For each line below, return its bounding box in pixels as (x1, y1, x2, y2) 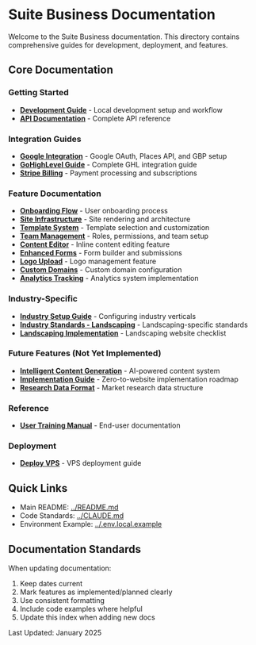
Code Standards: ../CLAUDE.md (19, 511, 124, 520)
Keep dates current (19, 579, 83, 589)
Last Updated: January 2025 (8, 628, 102, 638)
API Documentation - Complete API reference (19, 113, 171, 123)
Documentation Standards (8, 542, 141, 556)
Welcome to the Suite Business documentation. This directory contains (8, 32, 240, 41)
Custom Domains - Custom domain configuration (19, 265, 182, 275)
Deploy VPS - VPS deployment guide (19, 459, 142, 468)
